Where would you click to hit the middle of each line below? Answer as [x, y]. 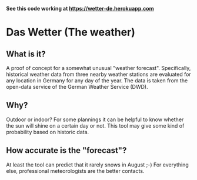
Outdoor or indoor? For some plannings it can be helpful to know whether [95, 119]
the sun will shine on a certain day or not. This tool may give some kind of [95, 125]
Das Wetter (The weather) [71, 32]
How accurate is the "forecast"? [66, 150]
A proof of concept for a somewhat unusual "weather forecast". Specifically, [98, 68]
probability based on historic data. [48, 132]
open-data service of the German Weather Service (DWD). [77, 87]
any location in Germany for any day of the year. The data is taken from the [97, 81]
